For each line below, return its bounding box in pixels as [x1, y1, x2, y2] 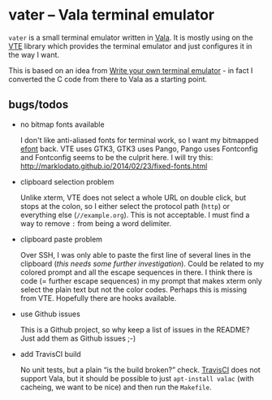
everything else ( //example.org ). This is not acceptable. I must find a [19, 210, 250, 220]
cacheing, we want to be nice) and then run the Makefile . [19, 382, 212, 392]
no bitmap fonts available [19, 120, 105, 129]
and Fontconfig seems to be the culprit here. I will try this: [19, 152, 214, 162]
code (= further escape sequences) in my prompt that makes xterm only [19, 276, 262, 285]
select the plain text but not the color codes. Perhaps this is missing [19, 285, 248, 294]
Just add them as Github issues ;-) [19, 333, 136, 343]
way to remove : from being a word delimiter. [19, 218, 172, 228]
